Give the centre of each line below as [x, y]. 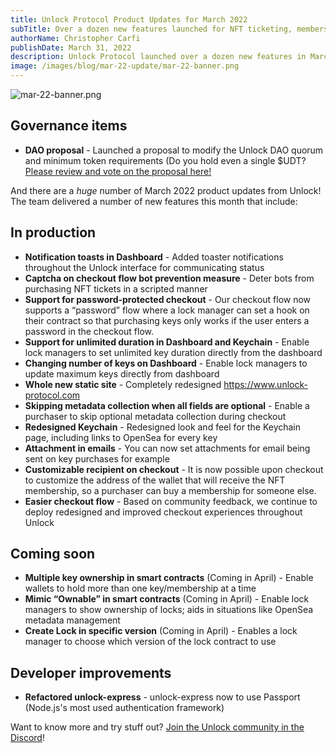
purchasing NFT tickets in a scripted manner [116, 288]
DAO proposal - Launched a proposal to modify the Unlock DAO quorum [174, 150]
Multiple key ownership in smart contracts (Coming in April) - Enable [169, 578]
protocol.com [52, 395]
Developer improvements [91, 672]
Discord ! [27, 738]
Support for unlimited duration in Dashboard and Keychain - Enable [167, 342]
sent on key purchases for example [97, 458]
